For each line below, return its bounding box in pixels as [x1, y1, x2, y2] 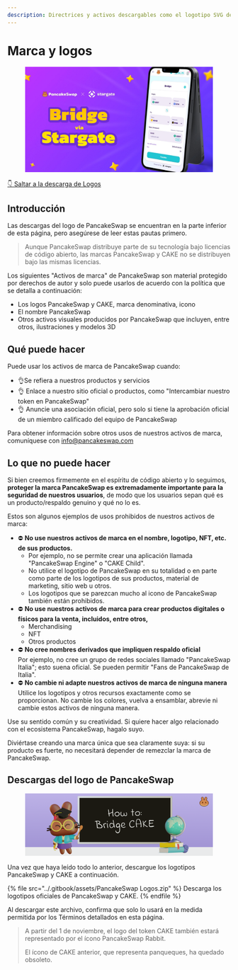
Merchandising [28, 622, 72, 631]
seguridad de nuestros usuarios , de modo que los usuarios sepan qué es [7, 491, 224, 499]
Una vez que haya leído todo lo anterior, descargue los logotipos [7, 863, 196, 872]
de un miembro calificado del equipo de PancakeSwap [17, 415, 177, 424]
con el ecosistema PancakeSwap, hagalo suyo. [7, 725, 144, 734]
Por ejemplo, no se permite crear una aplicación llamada [28, 552, 193, 560]
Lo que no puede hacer [7, 457, 111, 469]
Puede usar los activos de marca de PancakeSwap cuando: [7, 362, 181, 371]
